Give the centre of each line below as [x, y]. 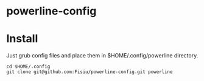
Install [22, 39]
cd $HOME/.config [28, 67]
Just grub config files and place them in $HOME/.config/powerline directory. [102, 56]
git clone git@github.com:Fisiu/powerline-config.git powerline [90, 72]
